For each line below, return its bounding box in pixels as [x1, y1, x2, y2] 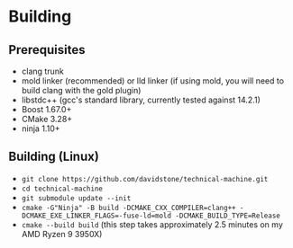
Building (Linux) [8, 149, 100, 164]
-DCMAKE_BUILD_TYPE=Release [174, 211, 280, 220]
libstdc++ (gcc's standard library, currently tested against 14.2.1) [21, 94, 261, 105]
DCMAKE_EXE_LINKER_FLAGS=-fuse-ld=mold [21, 211, 172, 220]
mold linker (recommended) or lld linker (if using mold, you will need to [21, 75, 285, 86]
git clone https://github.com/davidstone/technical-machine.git [21, 174, 269, 183]
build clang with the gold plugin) [21, 85, 142, 95]
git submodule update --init [21, 193, 132, 203]
